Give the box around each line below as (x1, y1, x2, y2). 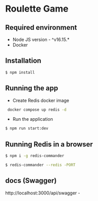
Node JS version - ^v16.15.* (12, 36, 70, 42)
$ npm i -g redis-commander (5, 154, 65, 159)
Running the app (5, 84, 58, 92)
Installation (5, 57, 41, 65)
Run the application (12, 116, 53, 122)
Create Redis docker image (12, 97, 69, 104)
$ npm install (5, 70, 35, 75)
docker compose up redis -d (7, 107, 67, 112)
